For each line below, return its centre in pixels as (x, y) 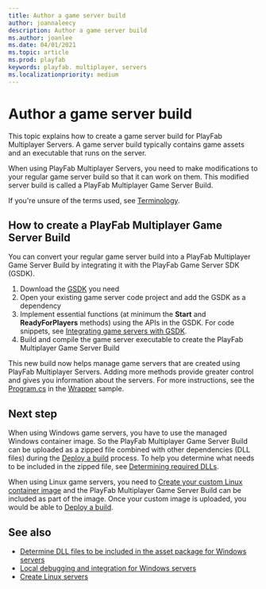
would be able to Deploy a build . (61, 507)
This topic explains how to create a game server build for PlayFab (115, 136)
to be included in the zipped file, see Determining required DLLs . (114, 467)
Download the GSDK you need (69, 289)
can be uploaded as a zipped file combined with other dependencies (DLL (129, 450)
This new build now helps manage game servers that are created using (124, 364)
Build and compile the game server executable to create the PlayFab (131, 340)
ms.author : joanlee (40, 38)
